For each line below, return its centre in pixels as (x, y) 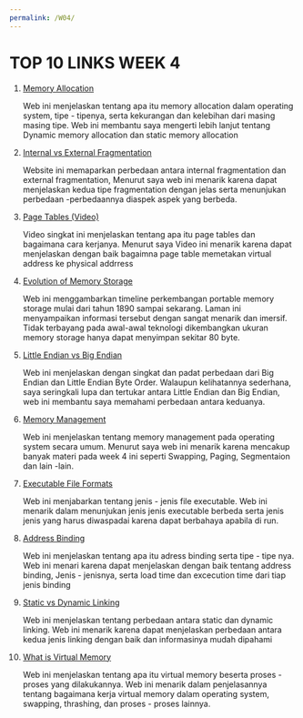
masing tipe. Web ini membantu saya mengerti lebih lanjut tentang (146, 125)
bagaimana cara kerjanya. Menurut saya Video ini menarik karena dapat (157, 244)
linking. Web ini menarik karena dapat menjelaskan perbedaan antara (152, 630)
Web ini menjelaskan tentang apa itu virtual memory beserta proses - (152, 674)
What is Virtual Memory (67, 657)
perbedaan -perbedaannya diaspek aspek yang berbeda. (130, 199)
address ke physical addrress (78, 263)
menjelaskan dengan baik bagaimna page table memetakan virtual (147, 253)
